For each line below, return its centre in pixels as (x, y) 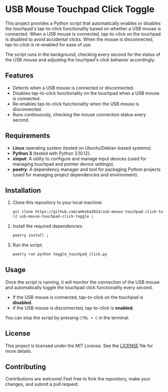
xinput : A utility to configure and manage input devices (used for (79, 158)
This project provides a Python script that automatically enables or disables (83, 23)
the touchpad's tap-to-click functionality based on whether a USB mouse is (83, 28)
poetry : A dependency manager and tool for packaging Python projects (87, 169)
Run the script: (28, 245)
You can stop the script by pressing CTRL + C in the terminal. (67, 317)
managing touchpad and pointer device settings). (63, 164)
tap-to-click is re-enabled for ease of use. (48, 44)
